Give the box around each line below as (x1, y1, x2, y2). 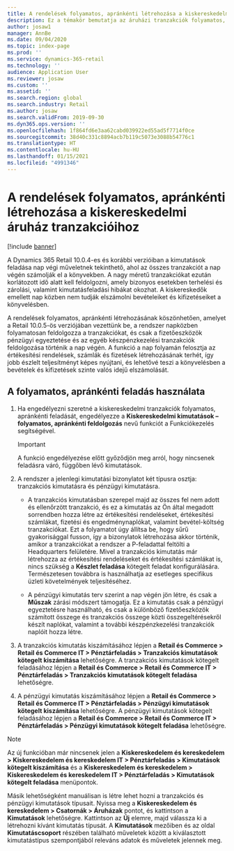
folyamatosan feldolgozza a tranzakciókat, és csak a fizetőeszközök (7, 329, 203, 337)
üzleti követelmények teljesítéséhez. (27, 577, 132, 585)
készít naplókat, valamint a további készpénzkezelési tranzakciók (27, 620, 214, 628)
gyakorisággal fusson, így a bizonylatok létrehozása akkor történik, (27, 532, 220, 541)
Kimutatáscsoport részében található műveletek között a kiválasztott (7, 828, 206, 837)
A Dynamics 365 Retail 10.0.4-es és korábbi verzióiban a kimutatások (7, 255, 206, 264)
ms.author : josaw (7, 107, 58, 114)
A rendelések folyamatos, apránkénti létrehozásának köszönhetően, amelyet (7, 313, 226, 322)
